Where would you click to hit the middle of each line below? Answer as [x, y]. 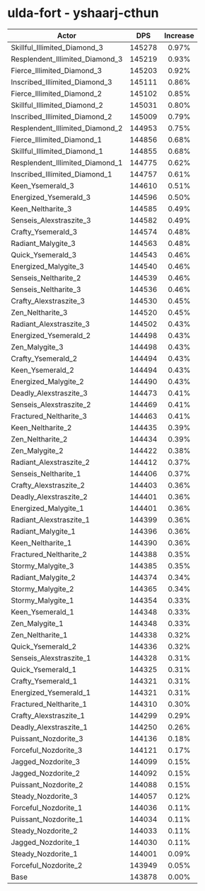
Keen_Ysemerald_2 [42, 370]
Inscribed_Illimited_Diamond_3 [61, 82]
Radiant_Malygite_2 [43, 577]
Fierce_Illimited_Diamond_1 [57, 140]
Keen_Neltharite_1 [41, 542]
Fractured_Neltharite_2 [49, 554]
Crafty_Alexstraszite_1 [48, 715]
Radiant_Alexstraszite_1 [51, 520]
